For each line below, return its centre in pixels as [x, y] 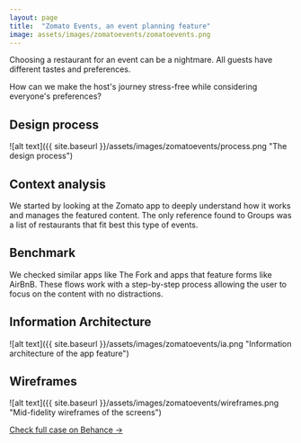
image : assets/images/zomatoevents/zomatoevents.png [110, 34]
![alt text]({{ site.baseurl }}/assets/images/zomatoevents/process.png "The [148, 146]
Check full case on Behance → [66, 430]
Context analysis [58, 184]
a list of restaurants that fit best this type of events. [104, 225]
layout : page [34, 18]
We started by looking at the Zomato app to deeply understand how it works [150, 206]
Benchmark [43, 253]
